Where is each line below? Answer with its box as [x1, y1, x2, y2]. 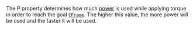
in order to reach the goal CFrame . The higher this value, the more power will [6, 11, 188, 18]
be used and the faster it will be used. [6, 17, 97, 24]
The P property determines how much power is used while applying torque [6, 5, 187, 12]
